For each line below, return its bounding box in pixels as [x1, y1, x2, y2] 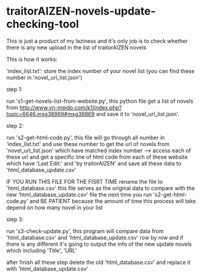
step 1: [6, 85, 23, 92]
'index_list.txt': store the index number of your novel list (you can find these [6, 67, 195, 74]
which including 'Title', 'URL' [6, 246, 77, 254]
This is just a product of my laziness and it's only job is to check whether [6, 37, 188, 44]
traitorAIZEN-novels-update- [6, 4, 156, 18]
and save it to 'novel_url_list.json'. [96, 110, 180, 117]
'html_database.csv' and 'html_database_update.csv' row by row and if [6, 234, 184, 241]
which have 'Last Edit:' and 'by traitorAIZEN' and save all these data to [6, 159, 182, 167]
